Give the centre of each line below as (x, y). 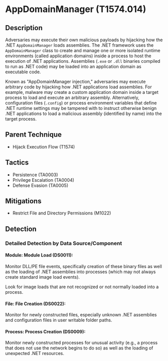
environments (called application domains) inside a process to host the (78, 56)
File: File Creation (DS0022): (36, 304)
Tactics (17, 162)
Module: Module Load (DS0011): (39, 255)
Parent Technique (33, 135)
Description (24, 28)
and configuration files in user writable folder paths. (59, 320)
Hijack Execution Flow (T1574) (44, 147)
